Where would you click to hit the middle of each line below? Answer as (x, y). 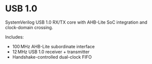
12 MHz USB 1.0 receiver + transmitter (51, 52)
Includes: (14, 37)
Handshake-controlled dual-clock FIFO (52, 57)
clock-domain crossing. (29, 27)
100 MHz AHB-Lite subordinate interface (53, 46)
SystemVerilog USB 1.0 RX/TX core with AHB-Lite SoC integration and (76, 22)
